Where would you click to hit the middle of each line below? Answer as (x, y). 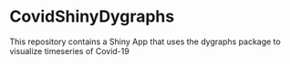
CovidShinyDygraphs (92, 17)
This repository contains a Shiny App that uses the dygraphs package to (145, 41)
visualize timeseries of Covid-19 (69, 50)
